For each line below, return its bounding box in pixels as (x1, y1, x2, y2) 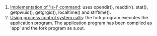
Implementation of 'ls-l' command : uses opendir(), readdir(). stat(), (10, 4, 148, 10)
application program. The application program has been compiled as (10, 20, 152, 26)
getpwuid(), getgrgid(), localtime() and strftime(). (10, 9, 112, 15)
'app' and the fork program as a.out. (10, 25, 86, 31)
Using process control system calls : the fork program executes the (10, 15, 148, 20)
